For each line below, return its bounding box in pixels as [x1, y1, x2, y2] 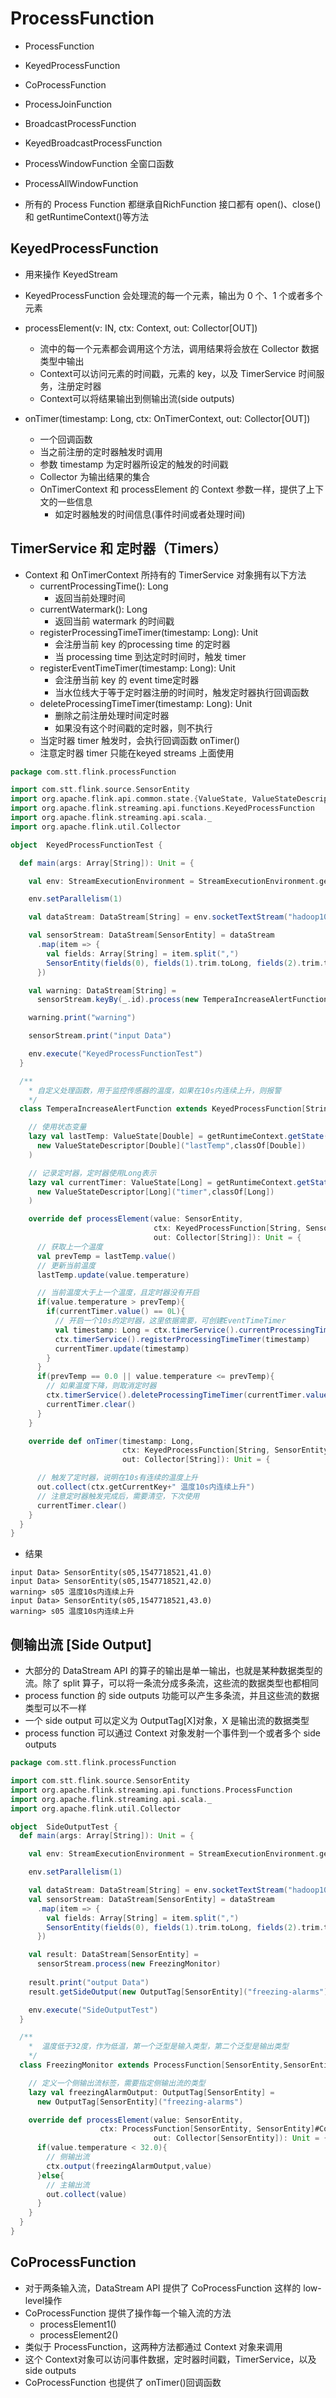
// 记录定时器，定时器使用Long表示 [28, 1168, 157, 1178]
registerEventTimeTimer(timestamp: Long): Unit [39, 662, 236, 674]
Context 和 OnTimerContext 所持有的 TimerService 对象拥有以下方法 [24, 568, 307, 581]
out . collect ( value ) [46, 2189, 128, 2199]
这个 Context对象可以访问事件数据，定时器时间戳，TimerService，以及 [24, 2353, 317, 2365]
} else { [36, 2170, 65, 2181]
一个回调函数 [39, 433, 93, 445]
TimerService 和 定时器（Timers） [10, 540, 227, 557]
